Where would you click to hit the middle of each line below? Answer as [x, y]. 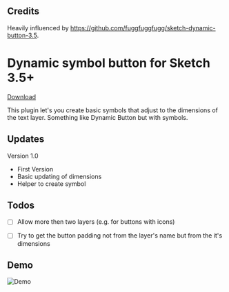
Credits [23, 11]
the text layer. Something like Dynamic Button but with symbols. [98, 117]
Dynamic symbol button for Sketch [109, 63]
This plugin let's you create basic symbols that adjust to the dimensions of [113, 110]
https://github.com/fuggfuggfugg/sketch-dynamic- [143, 28]
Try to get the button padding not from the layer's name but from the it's [120, 236]
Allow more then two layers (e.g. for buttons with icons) [96, 222]
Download [22, 96]
